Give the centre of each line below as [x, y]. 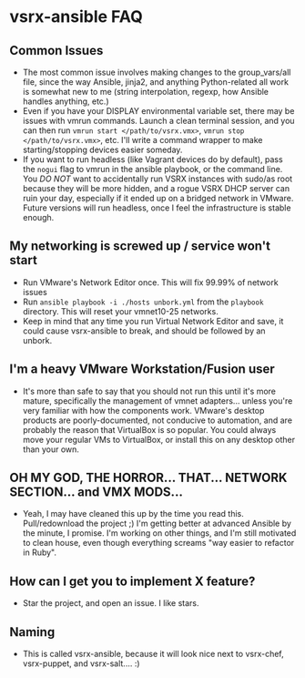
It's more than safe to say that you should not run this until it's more [149, 391]
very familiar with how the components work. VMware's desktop [143, 410]
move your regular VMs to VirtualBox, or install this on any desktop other [159, 439]
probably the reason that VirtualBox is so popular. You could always [149, 429]
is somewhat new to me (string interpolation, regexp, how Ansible [146, 92]
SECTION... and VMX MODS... [97, 493]
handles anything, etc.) [66, 101]
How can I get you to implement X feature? [132, 581]
